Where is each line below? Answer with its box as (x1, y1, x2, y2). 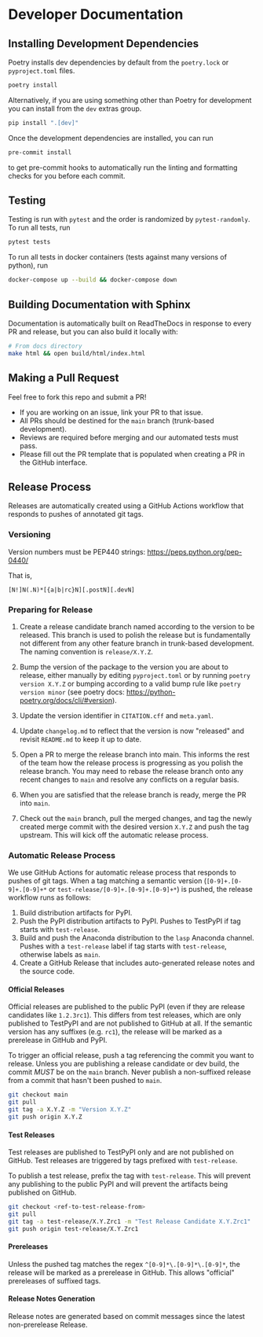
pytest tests (8, 238, 51, 246)
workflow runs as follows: (8, 893, 92, 902)
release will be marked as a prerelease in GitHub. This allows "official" (8, 1268, 236, 1277)
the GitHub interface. (19, 458, 88, 467)
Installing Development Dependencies (8, 37, 199, 50)
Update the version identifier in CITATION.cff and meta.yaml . (19, 710, 214, 720)
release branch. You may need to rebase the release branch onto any (19, 766, 243, 775)
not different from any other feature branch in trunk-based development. (19, 639, 254, 648)
